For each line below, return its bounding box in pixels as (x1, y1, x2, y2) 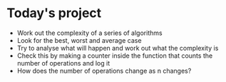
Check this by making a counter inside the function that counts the (16, 51, 213, 60)
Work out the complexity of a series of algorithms (16, 29, 163, 37)
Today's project (6, 5, 102, 21)
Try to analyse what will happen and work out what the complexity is (16, 43, 219, 52)
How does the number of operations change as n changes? (16, 66, 192, 75)
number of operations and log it (16, 58, 111, 67)
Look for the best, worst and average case (16, 36, 142, 44)
